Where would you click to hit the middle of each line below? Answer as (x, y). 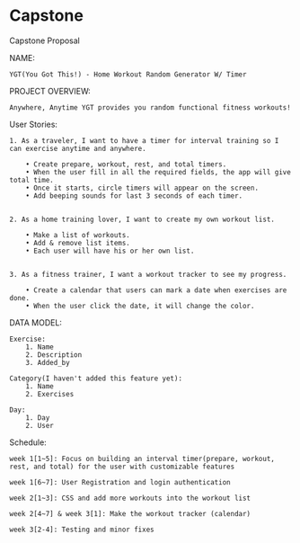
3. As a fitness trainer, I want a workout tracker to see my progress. (148, 274)
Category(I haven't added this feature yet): (96, 378)
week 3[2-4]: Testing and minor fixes (82, 530)
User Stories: (34, 124)
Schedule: (28, 442)
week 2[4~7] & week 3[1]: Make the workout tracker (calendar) (130, 513)
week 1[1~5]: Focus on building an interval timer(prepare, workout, (142, 458)
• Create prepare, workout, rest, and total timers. (126, 164)
